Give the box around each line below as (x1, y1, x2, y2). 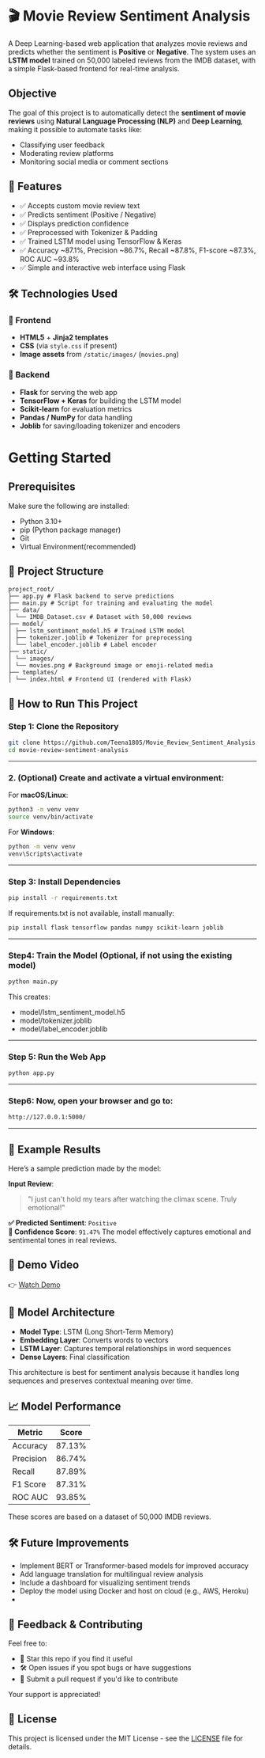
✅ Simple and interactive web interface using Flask (19, 263, 185, 272)
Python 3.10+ (19, 516, 63, 526)
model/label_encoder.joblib (19, 1023, 108, 1034)
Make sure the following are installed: (8, 501, 130, 511)
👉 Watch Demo (8, 1280, 61, 1289)
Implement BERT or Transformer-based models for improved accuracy (19, 1561, 249, 1570)
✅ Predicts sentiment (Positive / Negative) (19, 210, 157, 219)
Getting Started (8, 449, 112, 466)
